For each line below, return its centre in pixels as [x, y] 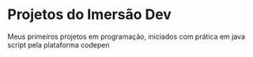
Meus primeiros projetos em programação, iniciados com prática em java [126, 36]
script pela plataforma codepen [59, 44]
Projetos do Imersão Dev [89, 15]
